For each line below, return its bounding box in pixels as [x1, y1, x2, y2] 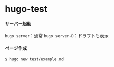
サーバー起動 [5, 21, 31, 27]
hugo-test [5, 3, 48, 15]
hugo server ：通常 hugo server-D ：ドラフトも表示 [5, 33, 109, 39]
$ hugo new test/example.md [5, 56, 64, 62]
